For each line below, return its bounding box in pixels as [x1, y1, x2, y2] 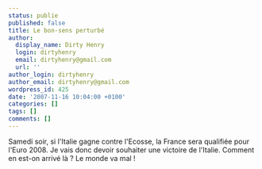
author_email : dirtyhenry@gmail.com [8, 78, 129, 86]
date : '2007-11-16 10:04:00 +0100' [8, 93, 126, 101]
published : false [8, 19, 66, 27]
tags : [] [8, 108, 37, 116]
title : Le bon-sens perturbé [8, 26, 105, 34]
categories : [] [8, 100, 59, 108]
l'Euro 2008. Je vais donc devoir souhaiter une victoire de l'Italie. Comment [8, 144, 255, 155]
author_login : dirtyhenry [8, 71, 94, 79]
